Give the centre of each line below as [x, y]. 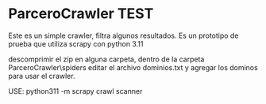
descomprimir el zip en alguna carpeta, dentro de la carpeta [106, 59]
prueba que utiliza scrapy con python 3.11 [76, 43]
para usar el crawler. [42, 76]
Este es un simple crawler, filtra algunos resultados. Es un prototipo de [123, 35]
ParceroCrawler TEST [81, 14]
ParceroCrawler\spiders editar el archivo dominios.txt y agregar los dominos [133, 67]
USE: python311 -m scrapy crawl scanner [75, 91]
